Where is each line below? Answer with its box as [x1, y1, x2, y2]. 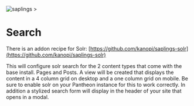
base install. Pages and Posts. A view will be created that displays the [6, 69, 174, 76]
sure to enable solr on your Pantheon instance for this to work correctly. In [6, 81, 186, 88]
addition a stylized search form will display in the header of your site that [6, 87, 182, 94]
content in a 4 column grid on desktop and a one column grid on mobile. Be [6, 75, 189, 82]
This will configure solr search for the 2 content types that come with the [6, 62, 182, 69]
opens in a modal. [6, 93, 49, 100]
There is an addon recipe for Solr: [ [6, 45, 91, 52]
